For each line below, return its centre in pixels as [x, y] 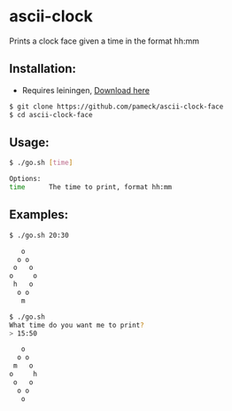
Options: [25, 179]
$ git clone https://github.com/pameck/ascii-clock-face [116, 107]
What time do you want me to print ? [77, 325]
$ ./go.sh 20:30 [39, 235]
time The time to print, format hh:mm [91, 187]
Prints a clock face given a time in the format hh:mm [104, 41]
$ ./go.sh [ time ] [41, 163]
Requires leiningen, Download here [86, 90]
